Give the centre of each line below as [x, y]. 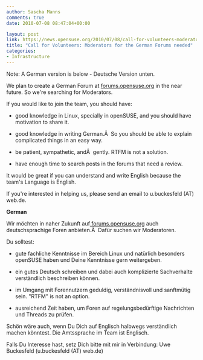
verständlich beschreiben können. [57, 278]
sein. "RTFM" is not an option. [52, 296]
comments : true [25, 18]
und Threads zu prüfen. [44, 314]
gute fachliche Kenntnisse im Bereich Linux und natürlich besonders [100, 253]
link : [13, 40]
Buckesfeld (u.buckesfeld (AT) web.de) [55, 351]
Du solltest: [20, 242]
